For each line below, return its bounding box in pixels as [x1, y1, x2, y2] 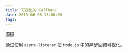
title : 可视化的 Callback [5, 7, 57, 13]
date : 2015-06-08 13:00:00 [5, 12, 62, 17]
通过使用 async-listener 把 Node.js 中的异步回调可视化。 [5, 42, 125, 48]
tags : [5, 17, 17, 22]
